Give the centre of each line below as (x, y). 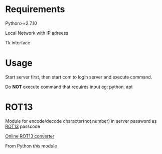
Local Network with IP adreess (37, 33)
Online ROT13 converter (30, 136)
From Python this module (31, 146)
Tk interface (18, 43)
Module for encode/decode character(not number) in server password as (81, 121)
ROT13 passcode (23, 126)
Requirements (35, 9)
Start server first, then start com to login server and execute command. (79, 77)
